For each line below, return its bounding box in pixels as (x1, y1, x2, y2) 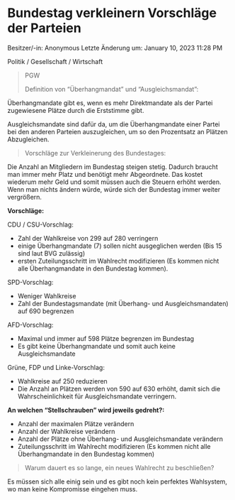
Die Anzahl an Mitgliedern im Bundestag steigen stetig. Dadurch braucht (7, 162, 218, 171)
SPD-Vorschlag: (7, 278, 54, 286)
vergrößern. (7, 192, 42, 201)
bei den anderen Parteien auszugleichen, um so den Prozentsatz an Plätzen (7, 127, 228, 136)
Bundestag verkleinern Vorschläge (7, 5, 217, 21)
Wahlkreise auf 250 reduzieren (17, 376, 108, 385)
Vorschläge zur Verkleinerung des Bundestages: (24, 148, 166, 157)
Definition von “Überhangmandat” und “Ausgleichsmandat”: (24, 85, 199, 93)
